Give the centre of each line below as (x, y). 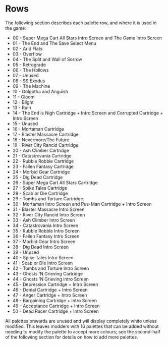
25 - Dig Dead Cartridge (38, 177)
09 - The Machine (31, 86)
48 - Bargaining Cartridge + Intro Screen (55, 300)
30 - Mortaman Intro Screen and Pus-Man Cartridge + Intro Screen (82, 204)
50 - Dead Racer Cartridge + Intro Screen (56, 311)
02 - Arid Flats (27, 48)
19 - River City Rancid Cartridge (45, 145)
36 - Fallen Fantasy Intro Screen (46, 236)
